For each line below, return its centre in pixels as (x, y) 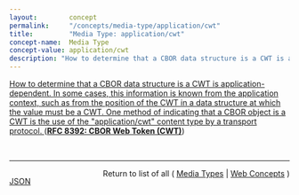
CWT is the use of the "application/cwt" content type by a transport (133, 121)
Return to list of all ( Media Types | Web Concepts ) (196, 173)
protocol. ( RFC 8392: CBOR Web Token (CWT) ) (97, 131)
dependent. (30, 93)
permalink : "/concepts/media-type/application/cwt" (115, 26)
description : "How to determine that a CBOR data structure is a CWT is (147, 58)
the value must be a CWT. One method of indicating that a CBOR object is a (148, 112)
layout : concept (53, 17)
